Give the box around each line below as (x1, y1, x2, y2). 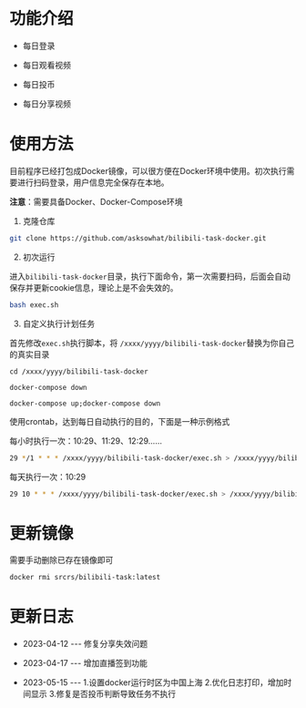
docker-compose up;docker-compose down (9, 398, 161, 408)
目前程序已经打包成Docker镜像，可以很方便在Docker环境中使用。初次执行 (9, 165, 287, 176)
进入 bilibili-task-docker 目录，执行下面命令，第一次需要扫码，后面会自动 (9, 271, 291, 282)
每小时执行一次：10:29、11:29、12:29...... (9, 435, 162, 446)
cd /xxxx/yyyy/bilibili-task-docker (9, 366, 148, 376)
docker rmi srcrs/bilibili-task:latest (9, 573, 161, 582)
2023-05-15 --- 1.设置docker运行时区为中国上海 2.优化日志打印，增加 (22, 677, 284, 688)
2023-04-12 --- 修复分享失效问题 (22, 639, 148, 650)
